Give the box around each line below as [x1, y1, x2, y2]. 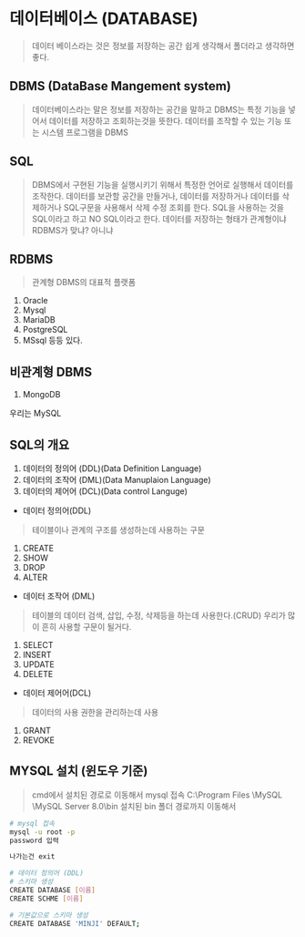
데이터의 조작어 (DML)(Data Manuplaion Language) [22, 475, 211, 485]
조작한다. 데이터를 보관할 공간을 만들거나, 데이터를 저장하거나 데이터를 [31, 190, 280, 201]
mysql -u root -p [9, 827, 76, 837]
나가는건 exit [9, 852, 56, 861]
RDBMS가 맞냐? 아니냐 [31, 224, 114, 235]
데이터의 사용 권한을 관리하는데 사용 [31, 707, 159, 717]
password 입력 [9, 836, 59, 845]
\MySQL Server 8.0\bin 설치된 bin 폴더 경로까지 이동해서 [31, 800, 237, 811]
